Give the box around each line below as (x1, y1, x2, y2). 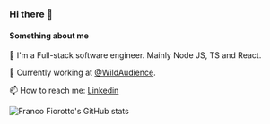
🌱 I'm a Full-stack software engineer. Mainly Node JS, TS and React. (9, 50, 262, 61)
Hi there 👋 (9, 8, 54, 21)
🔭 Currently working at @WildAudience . (9, 67, 156, 79)
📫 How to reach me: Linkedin (9, 85, 119, 96)
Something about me (9, 30, 90, 41)
